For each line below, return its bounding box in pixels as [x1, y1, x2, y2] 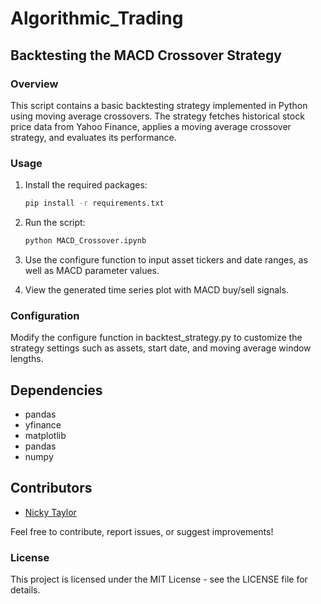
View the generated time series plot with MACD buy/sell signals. [24, 283, 289, 296]
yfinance [24, 419, 62, 431]
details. [10, 584, 41, 596]
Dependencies [10, 382, 103, 399]
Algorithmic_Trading [10, 7, 184, 30]
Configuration [10, 308, 80, 322]
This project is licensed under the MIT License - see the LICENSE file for [10, 573, 308, 586]
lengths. [10, 353, 44, 365]
